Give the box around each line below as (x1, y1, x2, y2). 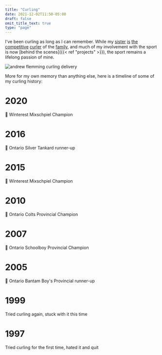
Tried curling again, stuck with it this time (5, 311, 88, 317)
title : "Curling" (5, 7, 40, 12)
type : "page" (5, 25, 32, 30)
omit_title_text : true (5, 21, 51, 26)
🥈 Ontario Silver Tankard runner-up (5, 145, 75, 150)
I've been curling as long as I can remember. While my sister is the (5, 39, 138, 44)
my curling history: (5, 79, 43, 84)
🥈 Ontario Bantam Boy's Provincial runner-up (5, 278, 95, 284)
